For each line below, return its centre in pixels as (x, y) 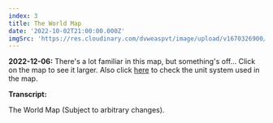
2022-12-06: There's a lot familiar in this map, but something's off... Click (132, 61)
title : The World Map (45, 23)
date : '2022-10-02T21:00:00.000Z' (67, 31)
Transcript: (28, 95)
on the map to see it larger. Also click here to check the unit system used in (134, 70)
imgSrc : (22, 38)
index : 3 (23, 16)
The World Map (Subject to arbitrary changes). (87, 110)
